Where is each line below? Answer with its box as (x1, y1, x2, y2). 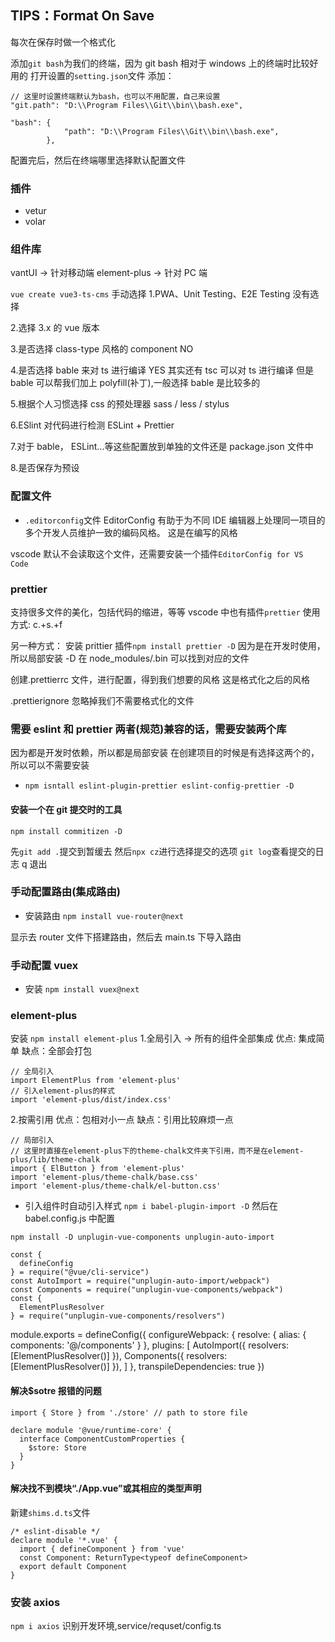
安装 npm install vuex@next (24, 983, 140, 995)
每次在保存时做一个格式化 (10, 36, 116, 48)
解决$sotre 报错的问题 (10, 1384, 102, 1396)
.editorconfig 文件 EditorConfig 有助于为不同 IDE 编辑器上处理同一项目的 (24, 514, 326, 526)
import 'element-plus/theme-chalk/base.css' (10, 1172, 199, 1183)
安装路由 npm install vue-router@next (24, 909, 185, 921)
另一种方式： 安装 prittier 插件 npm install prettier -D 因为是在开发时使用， (10, 640, 326, 651)
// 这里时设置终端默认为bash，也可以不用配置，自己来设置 (10, 91, 221, 101)
